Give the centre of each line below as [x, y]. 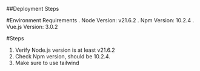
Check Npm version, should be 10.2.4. [63, 56]
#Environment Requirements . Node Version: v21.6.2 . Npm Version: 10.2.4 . [100, 20]
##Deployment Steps [33, 9]
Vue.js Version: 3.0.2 [32, 27]
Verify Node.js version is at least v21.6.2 [65, 50]
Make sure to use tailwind [47, 63]
